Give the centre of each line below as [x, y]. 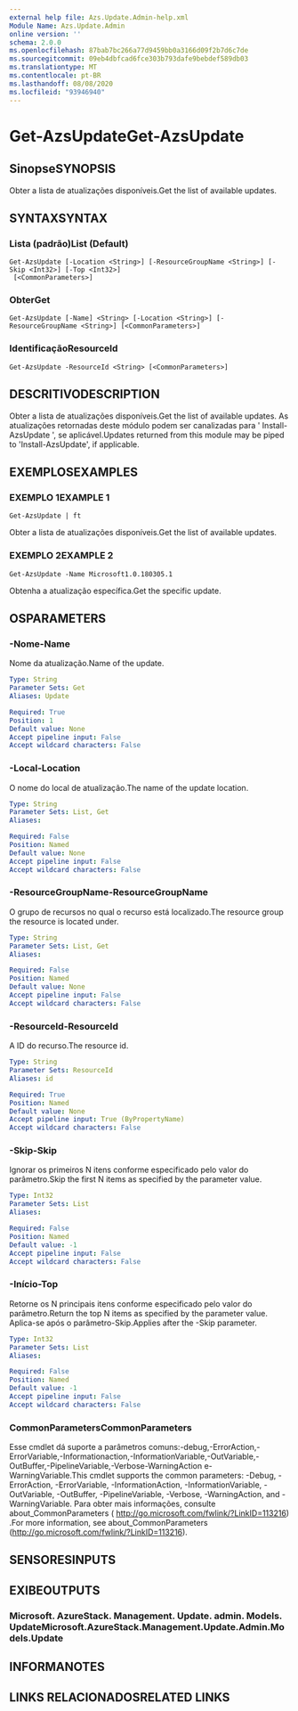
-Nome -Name [40, 644]
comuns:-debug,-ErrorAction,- [204, 1447]
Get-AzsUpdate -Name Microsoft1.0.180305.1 [91, 574]
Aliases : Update [39, 697]
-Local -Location [45, 769]
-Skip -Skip [33, 1151]
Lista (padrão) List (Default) [69, 243]
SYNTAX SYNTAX [59, 218]
